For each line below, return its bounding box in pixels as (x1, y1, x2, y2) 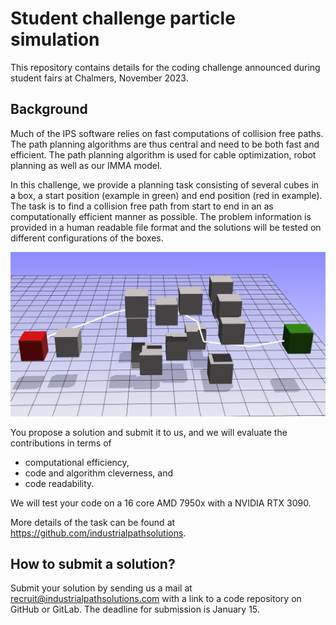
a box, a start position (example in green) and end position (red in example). (10, 189, 323, 201)
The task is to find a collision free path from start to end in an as (10, 200, 274, 212)
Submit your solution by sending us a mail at (10, 582, 193, 594)
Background (10, 101, 88, 118)
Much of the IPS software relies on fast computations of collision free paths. (10, 127, 324, 139)
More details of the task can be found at (10, 516, 176, 528)
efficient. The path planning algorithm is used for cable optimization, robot (10, 148, 317, 161)
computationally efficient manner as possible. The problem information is (10, 210, 312, 222)
